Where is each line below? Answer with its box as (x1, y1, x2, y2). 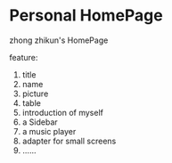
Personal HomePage (9, 5, 163, 26)
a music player (21, 126, 77, 136)
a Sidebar (21, 117, 58, 127)
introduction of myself (21, 107, 104, 118)
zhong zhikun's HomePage (9, 35, 109, 45)
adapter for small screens (21, 135, 117, 146)
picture (21, 88, 49, 99)
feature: (9, 52, 38, 62)
